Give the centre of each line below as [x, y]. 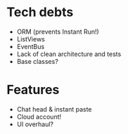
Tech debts [40, 12]
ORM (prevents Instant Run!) [58, 32]
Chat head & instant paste [54, 109]
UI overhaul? [35, 124]
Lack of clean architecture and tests [69, 54]
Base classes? [38, 61]
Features [33, 90]
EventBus [31, 46]
